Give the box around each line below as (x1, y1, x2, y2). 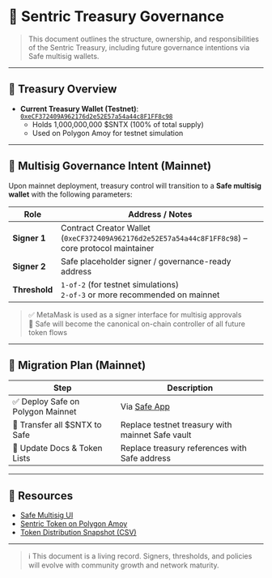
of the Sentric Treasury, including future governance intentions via (28, 42, 250, 52)
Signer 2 (12, 261, 46, 272)
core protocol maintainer (60, 242, 155, 253)
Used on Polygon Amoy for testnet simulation (32, 128, 184, 138)
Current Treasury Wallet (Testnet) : (19, 104, 139, 113)
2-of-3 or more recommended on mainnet (60, 289, 220, 300)
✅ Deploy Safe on (12, 396, 80, 407)
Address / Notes (128, 208, 193, 219)
